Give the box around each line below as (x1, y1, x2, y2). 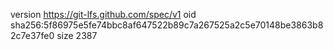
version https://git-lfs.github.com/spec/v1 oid (10, 9, 197, 20)
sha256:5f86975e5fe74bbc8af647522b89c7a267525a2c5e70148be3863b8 (10, 19, 324, 31)
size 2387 (56, 30, 98, 41)
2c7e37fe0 (10, 30, 55, 41)
